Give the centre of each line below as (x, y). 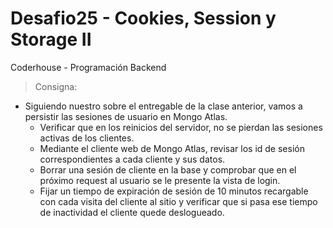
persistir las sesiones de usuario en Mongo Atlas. (126, 116)
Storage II (51, 39)
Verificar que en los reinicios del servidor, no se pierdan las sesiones (181, 127)
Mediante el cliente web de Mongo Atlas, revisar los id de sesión (172, 148)
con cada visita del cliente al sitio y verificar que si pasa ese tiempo (178, 201)
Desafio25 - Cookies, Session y (143, 18)
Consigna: (56, 86)
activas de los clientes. (87, 138)
